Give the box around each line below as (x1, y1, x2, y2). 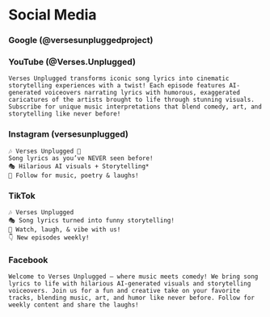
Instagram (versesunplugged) (8, 129, 129, 140)
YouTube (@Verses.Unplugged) (8, 57, 136, 68)
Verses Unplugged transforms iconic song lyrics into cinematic (8, 74, 230, 82)
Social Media (8, 6, 97, 24)
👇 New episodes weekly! (8, 234, 90, 242)
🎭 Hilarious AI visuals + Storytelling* (8, 162, 150, 171)
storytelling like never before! (8, 110, 121, 118)
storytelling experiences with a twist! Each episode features (8, 82, 226, 90)
